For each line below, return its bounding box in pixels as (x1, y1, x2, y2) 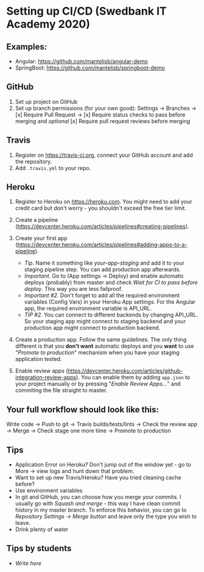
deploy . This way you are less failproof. (24, 285, 123, 293)
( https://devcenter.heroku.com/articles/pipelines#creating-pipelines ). (15, 223, 189, 230)
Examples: (6, 41, 47, 52)
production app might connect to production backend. (24, 324, 160, 332)
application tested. (15, 356, 62, 363)
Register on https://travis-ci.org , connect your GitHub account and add (15, 151, 193, 159)
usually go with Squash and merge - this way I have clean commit (15, 500, 181, 507)
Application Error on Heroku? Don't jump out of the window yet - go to (15, 461, 192, 468)
